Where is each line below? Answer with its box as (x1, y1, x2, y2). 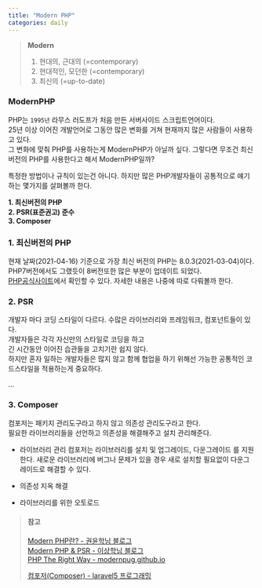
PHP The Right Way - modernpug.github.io (27, 554, 166, 564)
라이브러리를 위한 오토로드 (19, 498, 100, 507)
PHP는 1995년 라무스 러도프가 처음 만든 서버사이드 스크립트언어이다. (8, 115, 216, 124)
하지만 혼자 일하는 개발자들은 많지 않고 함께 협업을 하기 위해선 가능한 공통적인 (8, 354, 245, 363)
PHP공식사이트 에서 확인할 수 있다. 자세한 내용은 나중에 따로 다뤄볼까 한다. (8, 276, 234, 286)
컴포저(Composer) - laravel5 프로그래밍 (27, 571, 151, 580)
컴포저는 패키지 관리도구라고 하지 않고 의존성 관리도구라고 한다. (8, 418, 202, 428)
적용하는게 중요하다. (42, 364, 104, 374)
